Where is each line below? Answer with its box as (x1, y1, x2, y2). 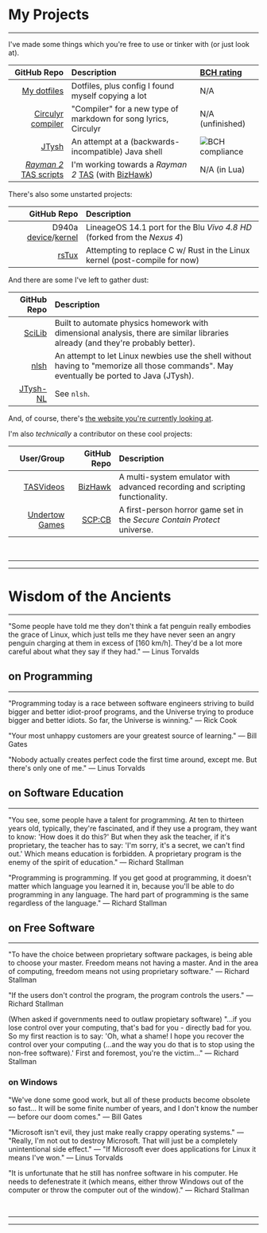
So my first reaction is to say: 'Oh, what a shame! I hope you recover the (8, 1031, 245, 1041)
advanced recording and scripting (118, 481, 246, 492)
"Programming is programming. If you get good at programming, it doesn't (8, 873, 252, 882)
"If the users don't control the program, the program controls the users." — (8, 991, 253, 1000)
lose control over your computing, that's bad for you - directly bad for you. (8, 1023, 252, 1033)
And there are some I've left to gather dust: (8, 275, 149, 285)
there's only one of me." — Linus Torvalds (8, 763, 145, 772)
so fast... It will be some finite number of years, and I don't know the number (8, 1103, 258, 1113)
